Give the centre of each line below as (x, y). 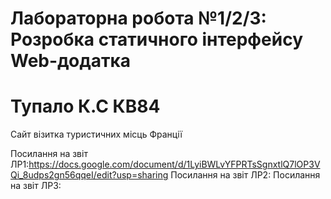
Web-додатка (71, 61)
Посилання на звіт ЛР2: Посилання (245, 175)
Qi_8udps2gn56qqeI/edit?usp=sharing (89, 175)
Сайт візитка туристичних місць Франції (96, 134)
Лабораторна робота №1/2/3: (138, 18)
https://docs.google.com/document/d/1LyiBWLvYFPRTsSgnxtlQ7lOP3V (174, 164)
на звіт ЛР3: (36, 186)
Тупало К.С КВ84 (85, 106)
